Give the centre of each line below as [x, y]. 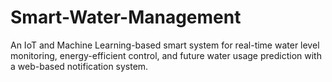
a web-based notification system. [79, 66]
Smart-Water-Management [126, 17]
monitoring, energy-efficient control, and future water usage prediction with [166, 55]
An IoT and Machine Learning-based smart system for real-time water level [165, 45]
